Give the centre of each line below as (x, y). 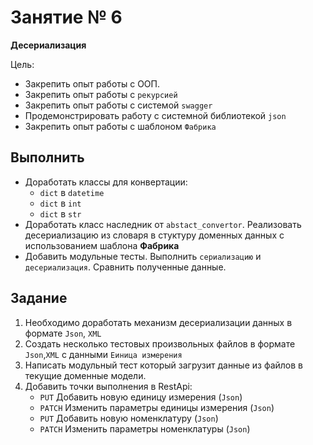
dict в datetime (72, 192)
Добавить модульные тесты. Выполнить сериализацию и (143, 256)
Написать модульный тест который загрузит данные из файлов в (163, 365)
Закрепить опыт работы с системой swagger (118, 105)
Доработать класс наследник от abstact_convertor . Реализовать (163, 224)
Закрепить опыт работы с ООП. (92, 83)
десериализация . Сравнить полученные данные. (125, 267)
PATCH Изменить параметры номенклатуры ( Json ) (145, 428)
